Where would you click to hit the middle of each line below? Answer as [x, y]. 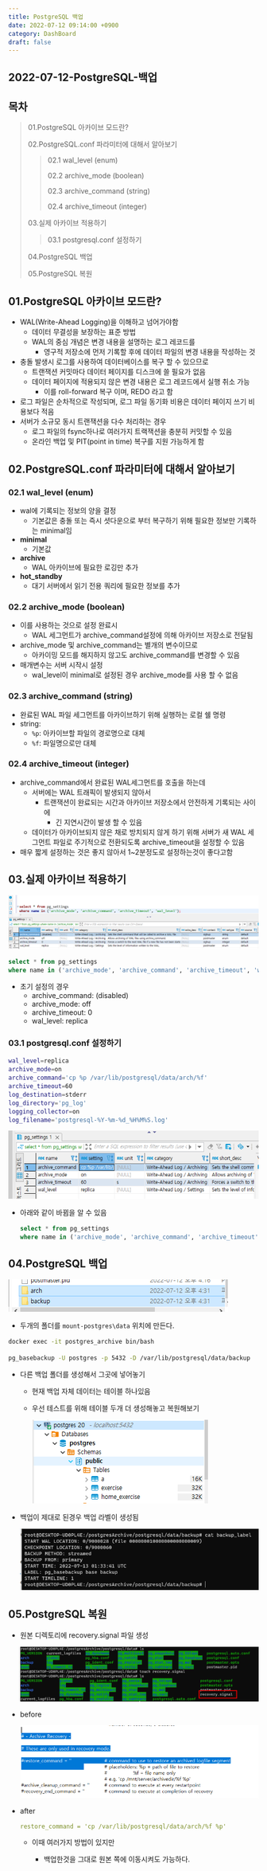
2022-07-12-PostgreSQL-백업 [83, 77]
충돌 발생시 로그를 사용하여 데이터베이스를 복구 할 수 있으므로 [114, 362]
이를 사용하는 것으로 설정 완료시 [68, 625]
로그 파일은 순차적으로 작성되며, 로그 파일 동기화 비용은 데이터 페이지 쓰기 [133, 401]
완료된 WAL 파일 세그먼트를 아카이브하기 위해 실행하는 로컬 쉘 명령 [123, 714]
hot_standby [41, 576]
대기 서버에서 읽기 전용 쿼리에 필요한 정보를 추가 [106, 585]
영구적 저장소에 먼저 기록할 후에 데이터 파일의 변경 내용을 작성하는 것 [149, 352]
